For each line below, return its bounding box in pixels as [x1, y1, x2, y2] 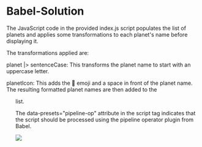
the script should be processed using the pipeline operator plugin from [15, 116, 194, 123]
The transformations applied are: [6, 49, 89, 56]
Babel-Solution [6, 4, 84, 18]
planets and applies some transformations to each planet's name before [6, 30, 188, 38]
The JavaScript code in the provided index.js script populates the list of [6, 24, 187, 32]
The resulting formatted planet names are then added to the [6, 85, 157, 93]
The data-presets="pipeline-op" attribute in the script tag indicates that [15, 109, 196, 117]
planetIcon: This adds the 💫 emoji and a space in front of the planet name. [6, 79, 193, 87]
